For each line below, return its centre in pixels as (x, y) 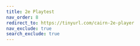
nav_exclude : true (29, 28)
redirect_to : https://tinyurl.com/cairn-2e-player (70, 23)
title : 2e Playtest (30, 12)
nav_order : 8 (22, 17)
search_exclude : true (33, 34)
